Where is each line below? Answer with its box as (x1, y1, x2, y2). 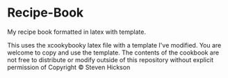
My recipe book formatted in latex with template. (7, 28, 146, 36)
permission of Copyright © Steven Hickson (7, 63, 131, 71)
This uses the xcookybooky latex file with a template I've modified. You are (7, 41, 222, 49)
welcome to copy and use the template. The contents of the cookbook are (7, 48, 220, 57)
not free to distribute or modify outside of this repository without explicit (7, 55, 214, 64)
